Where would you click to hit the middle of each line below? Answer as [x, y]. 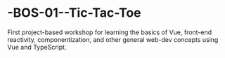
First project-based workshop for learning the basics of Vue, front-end [110, 32]
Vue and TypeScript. [37, 47]
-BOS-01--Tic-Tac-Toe [75, 13]
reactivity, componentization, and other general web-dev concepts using [113, 39]
